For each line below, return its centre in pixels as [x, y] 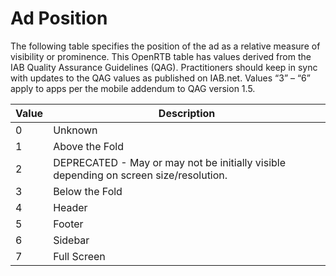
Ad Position [59, 18]
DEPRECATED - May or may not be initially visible [169, 162]
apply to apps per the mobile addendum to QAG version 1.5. [133, 88]
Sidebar [71, 240]
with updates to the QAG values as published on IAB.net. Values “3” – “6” [160, 78]
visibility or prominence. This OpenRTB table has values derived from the [161, 56]
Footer [68, 224]
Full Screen [79, 256]
